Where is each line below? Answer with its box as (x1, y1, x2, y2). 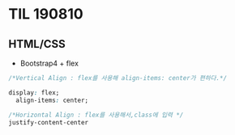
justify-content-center (8, 118, 89, 126)
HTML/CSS (8, 37, 66, 51)
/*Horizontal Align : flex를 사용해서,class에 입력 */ (8, 111, 184, 119)
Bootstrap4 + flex (19, 58, 79, 68)
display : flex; (8, 88, 60, 97)
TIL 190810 (8, 5, 83, 23)
